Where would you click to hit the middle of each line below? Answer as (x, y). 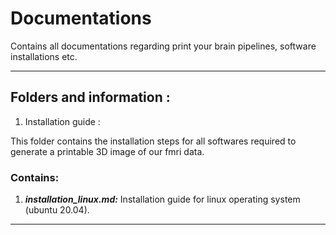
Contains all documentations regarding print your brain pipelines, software (163, 46)
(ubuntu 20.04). (57, 210)
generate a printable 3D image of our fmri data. (107, 151)
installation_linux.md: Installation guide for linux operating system (162, 199)
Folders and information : (90, 97)
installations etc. (44, 56)
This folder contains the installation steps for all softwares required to (153, 141)
